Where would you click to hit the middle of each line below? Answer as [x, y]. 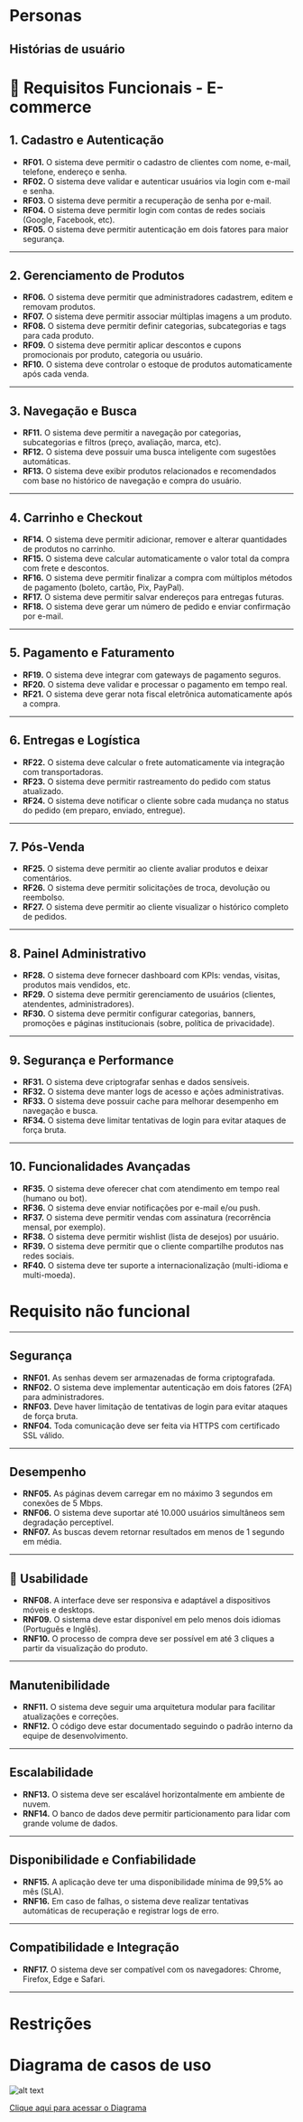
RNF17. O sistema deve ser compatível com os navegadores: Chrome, [151, 1969]
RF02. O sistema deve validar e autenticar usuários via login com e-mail [156, 181]
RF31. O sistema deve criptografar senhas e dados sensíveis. [136, 1082]
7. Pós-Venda [47, 847]
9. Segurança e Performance [92, 1060]
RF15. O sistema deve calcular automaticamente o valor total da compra [156, 559]
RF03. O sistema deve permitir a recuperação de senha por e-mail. [147, 201]
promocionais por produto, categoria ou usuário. [112, 355]
